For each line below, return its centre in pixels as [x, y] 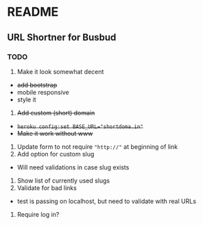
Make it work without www [55, 133]
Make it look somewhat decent [60, 71]
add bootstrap [37, 85]
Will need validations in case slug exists [73, 167]
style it [26, 99]
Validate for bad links [47, 188]
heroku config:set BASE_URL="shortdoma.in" [80, 127]
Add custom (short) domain [56, 113]
